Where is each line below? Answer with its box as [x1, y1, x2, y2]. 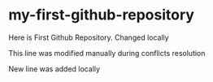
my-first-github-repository [8, 6, 195, 24]
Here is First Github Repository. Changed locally [8, 32, 169, 42]
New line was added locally [8, 63, 100, 74]
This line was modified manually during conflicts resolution [8, 48, 206, 58]
